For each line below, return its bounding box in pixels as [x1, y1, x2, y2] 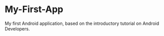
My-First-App [5, 4, 64, 15]
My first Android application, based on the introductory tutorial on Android [5, 20, 159, 26]
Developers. [5, 25, 30, 31]
